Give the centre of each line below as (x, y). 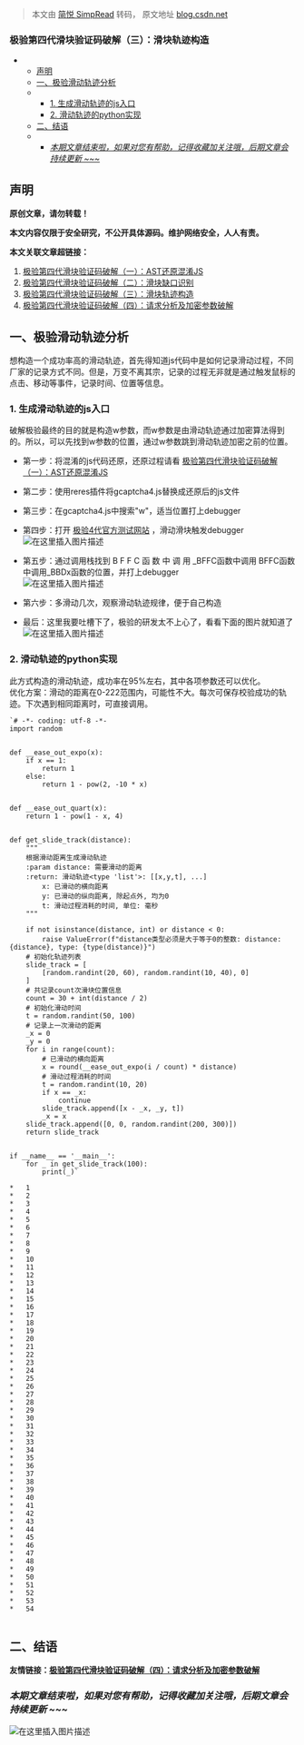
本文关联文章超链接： (49, 252)
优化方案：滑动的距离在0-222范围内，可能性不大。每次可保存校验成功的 (144, 692)
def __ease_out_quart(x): (58, 808)
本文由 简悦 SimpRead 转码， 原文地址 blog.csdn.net (130, 14)
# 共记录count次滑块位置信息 (74, 990)
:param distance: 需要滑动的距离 (84, 867)
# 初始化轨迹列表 (54, 957)
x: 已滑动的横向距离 (75, 886)
